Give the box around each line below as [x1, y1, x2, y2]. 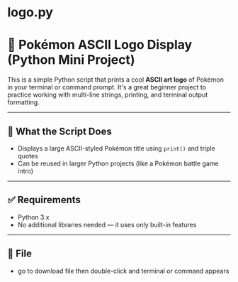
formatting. [7, 98, 40, 107]
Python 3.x [17, 212, 50, 221]
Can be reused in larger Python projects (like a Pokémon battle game [17, 159, 219, 168]
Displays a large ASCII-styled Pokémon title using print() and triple [17, 143, 216, 153]
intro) [17, 166, 34, 175]
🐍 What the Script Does [7, 125, 112, 137]
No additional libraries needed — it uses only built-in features [17, 220, 197, 229]
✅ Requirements [7, 194, 81, 206]
